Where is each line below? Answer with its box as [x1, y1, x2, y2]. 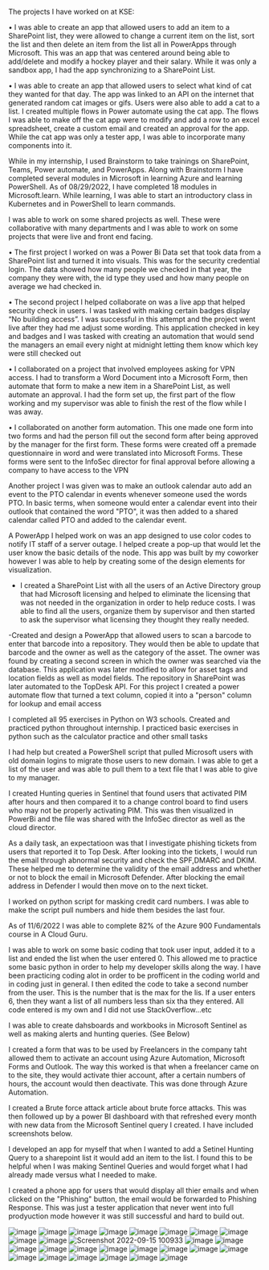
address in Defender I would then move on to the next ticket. [8, 881, 209, 891]
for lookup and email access [8, 699, 102, 708]
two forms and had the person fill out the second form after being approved [8, 431, 259, 441]
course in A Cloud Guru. [8, 929, 88, 939]
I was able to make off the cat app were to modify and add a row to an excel [8, 115, 259, 124]
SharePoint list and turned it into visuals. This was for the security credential [8, 256, 260, 265]
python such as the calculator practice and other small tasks [8, 732, 209, 741]
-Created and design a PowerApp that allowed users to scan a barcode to [8, 631, 251, 639]
